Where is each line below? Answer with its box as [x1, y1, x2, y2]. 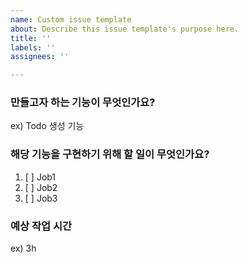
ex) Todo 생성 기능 [10, 120, 85, 132]
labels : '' [10, 42, 56, 53]
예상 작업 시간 [10, 219, 73, 233]
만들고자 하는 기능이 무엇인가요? [10, 96, 156, 110]
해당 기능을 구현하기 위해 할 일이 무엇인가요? [10, 147, 210, 161]
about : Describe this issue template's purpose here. [10, 24, 240, 34]
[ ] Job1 [24, 171, 57, 183]
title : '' [10, 33, 52, 43]
